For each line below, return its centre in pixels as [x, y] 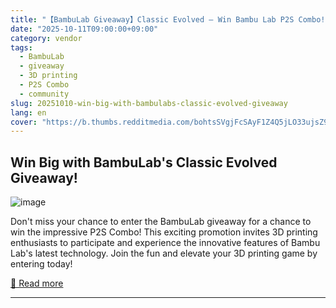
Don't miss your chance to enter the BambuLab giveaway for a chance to [161, 222]
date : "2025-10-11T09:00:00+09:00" [84, 29]
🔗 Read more [37, 283]
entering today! [41, 264]
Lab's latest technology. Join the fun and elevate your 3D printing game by [164, 253]
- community [44, 94]
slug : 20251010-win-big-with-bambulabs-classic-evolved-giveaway [149, 103]
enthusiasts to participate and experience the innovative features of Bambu [165, 243]
